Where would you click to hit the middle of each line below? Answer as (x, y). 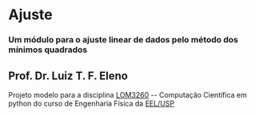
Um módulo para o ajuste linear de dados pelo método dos (123, 40)
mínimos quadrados (48, 50)
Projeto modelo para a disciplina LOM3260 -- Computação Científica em (128, 94)
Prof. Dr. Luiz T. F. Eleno (68, 76)
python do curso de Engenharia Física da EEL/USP (92, 103)
